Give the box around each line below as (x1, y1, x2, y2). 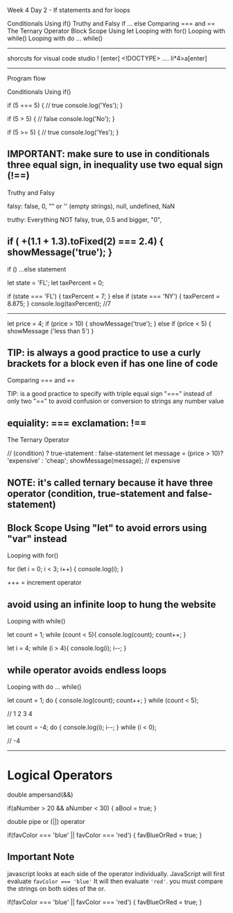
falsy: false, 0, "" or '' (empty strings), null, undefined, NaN (7, 202, 175, 210)
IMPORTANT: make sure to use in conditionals (7, 148, 210, 160)
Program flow (7, 74, 46, 82)
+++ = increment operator (7, 578, 82, 587)
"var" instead (7, 533, 67, 545)
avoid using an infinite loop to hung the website (7, 598, 216, 610)
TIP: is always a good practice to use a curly (7, 347, 201, 359)
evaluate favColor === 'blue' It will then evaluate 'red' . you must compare (7, 877, 223, 885)
